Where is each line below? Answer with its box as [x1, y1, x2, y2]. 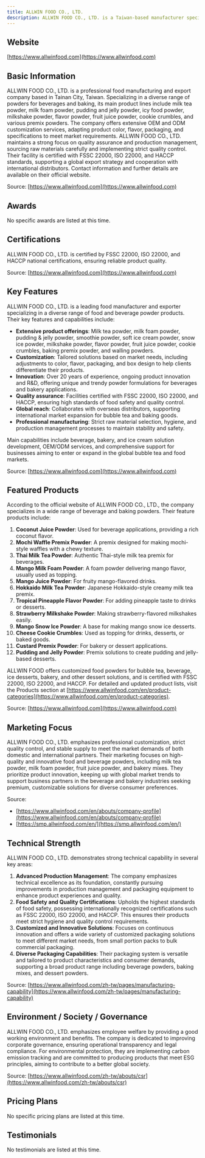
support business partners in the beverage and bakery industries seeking [7, 777, 191, 785]
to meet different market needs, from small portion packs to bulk [15, 937, 178, 944]
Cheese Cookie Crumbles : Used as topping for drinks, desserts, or [15, 630, 184, 637]
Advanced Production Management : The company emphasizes [15, 872, 177, 880]
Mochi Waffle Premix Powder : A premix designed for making [15, 539, 170, 546]
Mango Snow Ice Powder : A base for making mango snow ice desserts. [15, 623, 196, 630]
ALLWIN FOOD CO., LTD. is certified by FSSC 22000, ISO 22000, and [7, 250, 181, 258]
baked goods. [15, 636, 50, 643]
